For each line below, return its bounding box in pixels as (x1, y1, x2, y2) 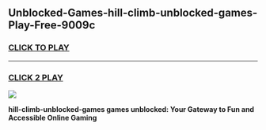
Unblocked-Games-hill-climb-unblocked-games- (8, 6, 258, 20)
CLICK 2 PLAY (8, 72, 63, 83)
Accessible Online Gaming (8, 113, 97, 122)
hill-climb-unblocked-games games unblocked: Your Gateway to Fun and (8, 104, 255, 113)
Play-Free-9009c (8, 19, 96, 32)
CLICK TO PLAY (8, 43, 70, 54)
